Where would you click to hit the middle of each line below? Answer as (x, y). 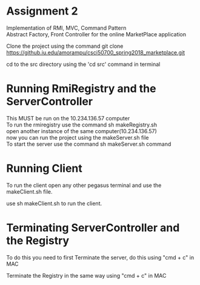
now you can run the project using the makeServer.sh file (78, 137)
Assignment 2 (42, 11)
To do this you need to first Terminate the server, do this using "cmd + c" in (100, 257)
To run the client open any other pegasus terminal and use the (84, 185)
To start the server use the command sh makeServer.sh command (89, 144)
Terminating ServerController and (93, 228)
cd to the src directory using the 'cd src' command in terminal (83, 64)
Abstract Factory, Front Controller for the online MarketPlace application (96, 34)
